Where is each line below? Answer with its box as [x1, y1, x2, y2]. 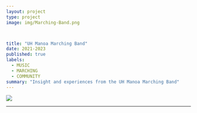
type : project [6, 14, 41, 20]
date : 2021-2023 [6, 46, 46, 52]
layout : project [6, 8, 46, 15]
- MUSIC [11, 62, 30, 68]
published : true [6, 51, 46, 58]
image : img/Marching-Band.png [6, 19, 80, 25]
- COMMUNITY [11, 73, 41, 79]
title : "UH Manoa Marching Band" [6, 41, 88, 46]
